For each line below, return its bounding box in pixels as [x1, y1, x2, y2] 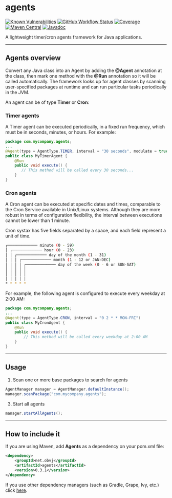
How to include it [5, 430, 60, 438]
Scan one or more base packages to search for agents [12, 377, 128, 383]
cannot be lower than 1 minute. [5, 217, 70, 224]
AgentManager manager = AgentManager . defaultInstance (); [5, 386, 130, 392]
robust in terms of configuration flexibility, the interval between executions [5, 212, 162, 218]
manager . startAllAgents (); [5, 411, 63, 416]
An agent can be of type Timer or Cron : [5, 99, 90, 105]
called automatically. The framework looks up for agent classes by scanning [5, 78, 166, 84]
